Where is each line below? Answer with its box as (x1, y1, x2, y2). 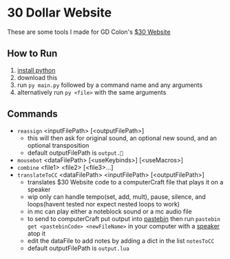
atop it (27, 229, 46, 238)
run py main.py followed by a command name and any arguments (17, 81, 203, 89)
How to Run (7, 48, 58, 59)
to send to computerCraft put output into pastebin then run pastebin (27, 214, 220, 222)
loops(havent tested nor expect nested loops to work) (27, 200, 180, 208)
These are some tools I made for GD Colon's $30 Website (7, 28, 171, 36)
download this (17, 73, 58, 81)
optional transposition (27, 141, 90, 149)
